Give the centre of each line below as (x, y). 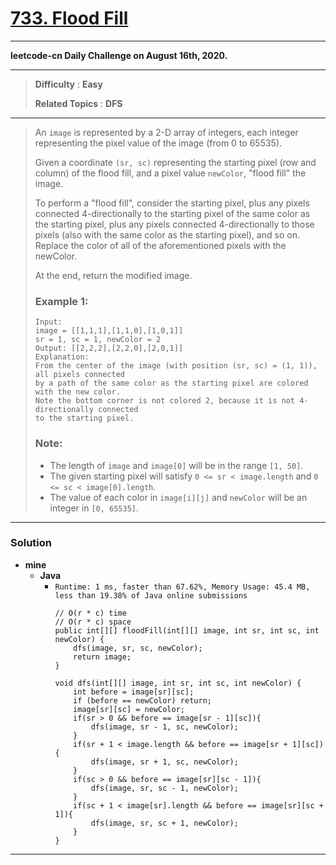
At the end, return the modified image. (113, 275)
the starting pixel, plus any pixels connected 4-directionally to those (174, 224)
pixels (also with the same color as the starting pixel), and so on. (167, 234)
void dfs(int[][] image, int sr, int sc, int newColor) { (178, 683)
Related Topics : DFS (78, 103)
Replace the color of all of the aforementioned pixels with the (160, 245)
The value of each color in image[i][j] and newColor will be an (178, 497)
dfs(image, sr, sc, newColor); (138, 648)
